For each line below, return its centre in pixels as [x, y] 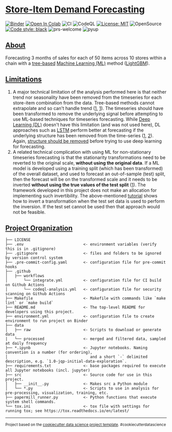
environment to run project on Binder [47, 321]
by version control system [34, 258]
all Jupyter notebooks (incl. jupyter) [48, 371]
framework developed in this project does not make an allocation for [85, 190]
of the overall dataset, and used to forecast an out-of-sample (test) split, [89, 174]
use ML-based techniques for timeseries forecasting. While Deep [81, 119]
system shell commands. [31, 402]
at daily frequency [26, 344]
